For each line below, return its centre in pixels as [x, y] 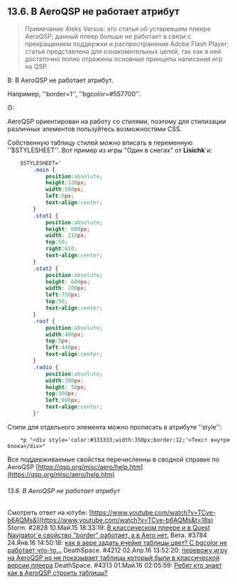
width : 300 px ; [64, 381]
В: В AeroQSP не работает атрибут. [60, 80]
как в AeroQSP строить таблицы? [57, 573]
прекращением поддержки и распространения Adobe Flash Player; [127, 44]
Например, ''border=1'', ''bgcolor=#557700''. [74, 94]
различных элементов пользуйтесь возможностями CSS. [95, 129]
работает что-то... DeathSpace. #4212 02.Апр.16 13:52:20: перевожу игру [118, 550]
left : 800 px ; [63, 400]
